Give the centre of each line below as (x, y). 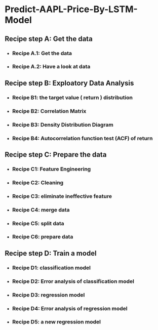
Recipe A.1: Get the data (42, 53)
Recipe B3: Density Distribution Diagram (63, 125)
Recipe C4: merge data (41, 210)
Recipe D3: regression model (48, 295)
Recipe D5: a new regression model (56, 322)
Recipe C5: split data (38, 223)
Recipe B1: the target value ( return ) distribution (72, 97)
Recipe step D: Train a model (51, 253)
